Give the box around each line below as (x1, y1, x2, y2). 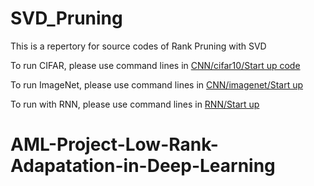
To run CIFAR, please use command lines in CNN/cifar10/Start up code (10, 59, 301, 71)
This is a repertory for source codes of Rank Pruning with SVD (10, 40, 267, 52)
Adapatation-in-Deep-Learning (10, 155, 276, 177)
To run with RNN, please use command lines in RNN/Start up (10, 98, 260, 110)
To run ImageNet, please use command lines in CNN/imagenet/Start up (10, 78, 304, 91)
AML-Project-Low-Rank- (10, 133, 219, 156)
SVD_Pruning (10, 7, 123, 30)
